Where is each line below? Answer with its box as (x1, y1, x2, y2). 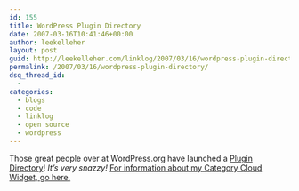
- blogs (17, 95, 46, 105)
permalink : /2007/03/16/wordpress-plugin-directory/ (9, 63, 209, 72)
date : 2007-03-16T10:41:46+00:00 (9, 29, 133, 38)
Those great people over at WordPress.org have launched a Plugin (9, 153, 254, 163)
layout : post (9, 46, 58, 55)
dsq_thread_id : (9, 71, 66, 80)
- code (17, 104, 42, 113)
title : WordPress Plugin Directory (9, 21, 141, 30)
